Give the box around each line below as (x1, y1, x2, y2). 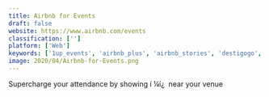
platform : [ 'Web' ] (8, 42, 70, 50)
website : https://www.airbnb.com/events (8, 27, 147, 35)
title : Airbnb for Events (8, 11, 95, 20)
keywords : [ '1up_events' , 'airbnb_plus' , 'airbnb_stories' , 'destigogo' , (8, 49, 263, 57)
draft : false (8, 19, 53, 27)
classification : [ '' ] (8, 34, 82, 43)
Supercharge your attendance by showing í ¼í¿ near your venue (8, 78, 224, 89)
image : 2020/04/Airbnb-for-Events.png (8, 57, 139, 65)
